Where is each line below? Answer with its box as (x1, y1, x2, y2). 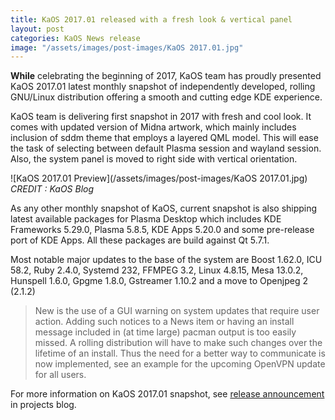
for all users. (34, 369, 87, 381)
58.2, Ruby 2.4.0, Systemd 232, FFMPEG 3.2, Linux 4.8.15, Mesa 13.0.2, (10, 264, 304, 276)
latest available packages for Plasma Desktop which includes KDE (10, 213, 282, 225)
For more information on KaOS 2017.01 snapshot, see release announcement (10, 388, 325, 400)
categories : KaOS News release (10, 33, 141, 43)
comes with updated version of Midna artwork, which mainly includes (10, 121, 297, 133)
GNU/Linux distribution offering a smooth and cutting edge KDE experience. (10, 91, 323, 103)
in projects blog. (10, 399, 77, 411)
